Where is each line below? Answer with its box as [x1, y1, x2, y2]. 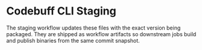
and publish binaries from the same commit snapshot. [6, 37, 140, 44]
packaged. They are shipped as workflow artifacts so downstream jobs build [6, 30, 197, 37]
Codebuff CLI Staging [6, 4, 116, 18]
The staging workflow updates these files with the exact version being [6, 24, 181, 31]
